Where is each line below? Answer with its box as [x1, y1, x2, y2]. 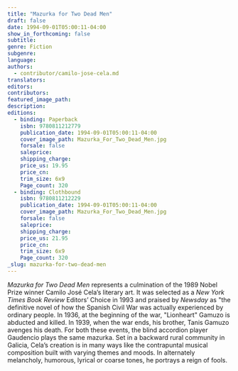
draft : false [7, 17, 46, 24]
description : [7, 103, 46, 110]
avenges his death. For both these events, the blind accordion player [7, 326, 208, 334]
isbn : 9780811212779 [20, 122, 81, 130]
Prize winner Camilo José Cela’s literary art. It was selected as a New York [7, 288, 225, 297]
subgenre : [7, 50, 37, 57]
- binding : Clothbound [13, 189, 81, 196]
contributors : [7, 89, 50, 96]
